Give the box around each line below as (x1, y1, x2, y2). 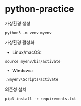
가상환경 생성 (5, 20, 31, 26)
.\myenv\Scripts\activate (5, 77, 58, 82)
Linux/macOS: (12, 49, 41, 55)
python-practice (5, 3, 74, 15)
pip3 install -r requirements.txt (5, 96, 77, 101)
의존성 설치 (5, 86, 27, 92)
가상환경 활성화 (5, 39, 35, 45)
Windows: (12, 68, 33, 73)
